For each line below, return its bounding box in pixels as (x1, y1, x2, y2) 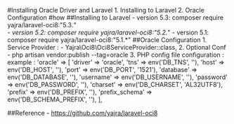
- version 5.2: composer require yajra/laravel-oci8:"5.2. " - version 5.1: (7, 28, 209, 36)
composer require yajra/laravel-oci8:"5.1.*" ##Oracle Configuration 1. (7, 36, 207, 44)
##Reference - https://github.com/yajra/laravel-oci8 (7, 109, 158, 117)
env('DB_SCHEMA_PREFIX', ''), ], (7, 95, 103, 104)
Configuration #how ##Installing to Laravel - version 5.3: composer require (7, 13, 223, 22)
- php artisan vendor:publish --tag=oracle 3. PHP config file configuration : (7, 50, 225, 59)
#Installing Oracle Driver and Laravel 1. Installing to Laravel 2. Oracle (7, 6, 205, 14)
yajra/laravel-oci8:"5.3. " (7, 21, 77, 29)
